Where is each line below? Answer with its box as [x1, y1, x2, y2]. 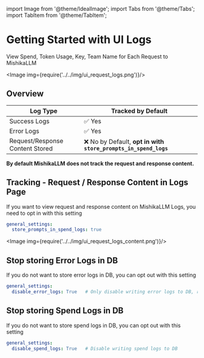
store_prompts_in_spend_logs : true [12, 227, 102, 233]
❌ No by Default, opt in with [84, 137, 165, 146]
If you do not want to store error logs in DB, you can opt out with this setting [6, 271, 196, 279]
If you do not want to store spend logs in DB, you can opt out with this [6, 322, 181, 329]
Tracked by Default [111, 106, 168, 115]
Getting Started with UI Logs [6, 33, 152, 47]
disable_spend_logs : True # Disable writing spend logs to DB [12, 345, 178, 351]
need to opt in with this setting [6, 209, 83, 217]
